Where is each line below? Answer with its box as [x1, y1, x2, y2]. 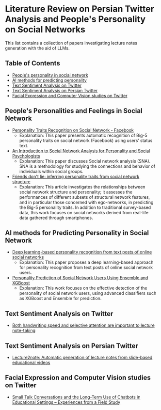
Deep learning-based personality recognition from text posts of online [12, 249, 152, 255]
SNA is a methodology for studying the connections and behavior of [19, 163, 156, 169]
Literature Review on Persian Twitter [5, 3, 154, 15]
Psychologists [12, 153, 40, 158]
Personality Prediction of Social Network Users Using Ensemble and [12, 275, 148, 281]
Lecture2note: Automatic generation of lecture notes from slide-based [12, 355, 153, 360]
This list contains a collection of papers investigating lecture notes [5, 40, 138, 46]
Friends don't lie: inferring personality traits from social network [12, 173, 140, 179]
